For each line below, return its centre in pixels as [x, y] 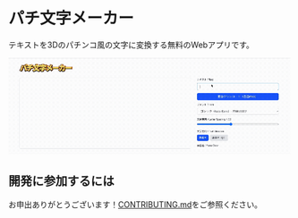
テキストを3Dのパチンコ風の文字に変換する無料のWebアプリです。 [131, 45]
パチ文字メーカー [72, 18]
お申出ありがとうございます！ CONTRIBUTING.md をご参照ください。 [136, 204]
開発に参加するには [61, 181]
